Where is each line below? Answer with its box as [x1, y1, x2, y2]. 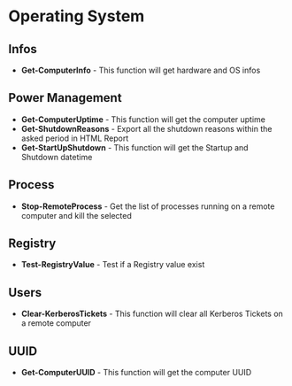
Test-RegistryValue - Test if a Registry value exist [20, 259, 205, 270]
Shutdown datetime [20, 151, 93, 162]
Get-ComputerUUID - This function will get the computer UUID [20, 367, 252, 378]
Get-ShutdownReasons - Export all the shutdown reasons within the [20, 123, 273, 134]
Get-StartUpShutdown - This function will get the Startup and [20, 142, 249, 152]
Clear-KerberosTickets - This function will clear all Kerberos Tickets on [20, 308, 284, 320]
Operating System [8, 6, 145, 27]
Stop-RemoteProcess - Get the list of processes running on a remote [20, 201, 275, 212]
